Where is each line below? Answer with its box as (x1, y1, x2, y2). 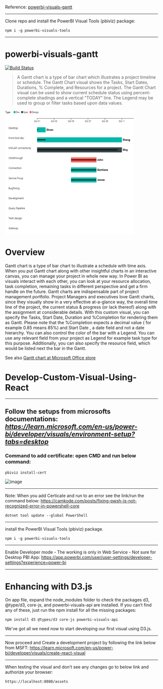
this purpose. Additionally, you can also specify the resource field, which (5, 340, 150, 346)
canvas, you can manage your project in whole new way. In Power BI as (5, 273, 148, 279)
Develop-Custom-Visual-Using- (5, 372, 137, 383)
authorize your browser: (5, 669, 53, 675)
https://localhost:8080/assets (5, 679, 68, 684)
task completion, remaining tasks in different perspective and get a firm (5, 283, 148, 289)
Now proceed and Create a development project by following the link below (5, 640, 156, 646)
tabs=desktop (5, 438, 49, 446)
